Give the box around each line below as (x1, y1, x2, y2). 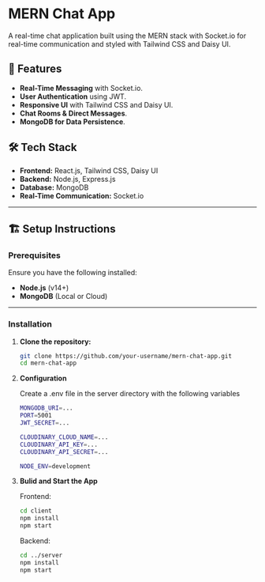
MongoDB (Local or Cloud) (19, 292, 108, 301)
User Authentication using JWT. (19, 92, 127, 101)
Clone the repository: (19, 337, 91, 346)
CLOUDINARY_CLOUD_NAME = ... (19, 433, 109, 441)
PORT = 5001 (19, 412, 53, 420)
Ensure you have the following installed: (8, 268, 138, 278)
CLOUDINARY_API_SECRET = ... (19, 448, 109, 455)
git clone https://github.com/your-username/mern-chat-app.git (19, 352, 233, 360)
